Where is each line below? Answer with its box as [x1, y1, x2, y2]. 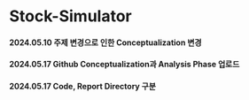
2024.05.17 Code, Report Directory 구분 [9, 81, 157, 91]
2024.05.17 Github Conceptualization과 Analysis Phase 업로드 [9, 59, 240, 70]
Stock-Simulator [9, 6, 132, 27]
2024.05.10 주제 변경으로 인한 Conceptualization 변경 [9, 37, 202, 48]
